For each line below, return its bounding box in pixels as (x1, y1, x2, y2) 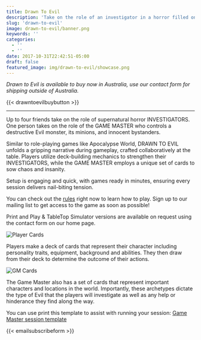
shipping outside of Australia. (6, 87, 79, 95)
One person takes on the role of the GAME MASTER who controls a (6, 122, 172, 129)
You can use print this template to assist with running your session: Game (6, 309, 187, 317)
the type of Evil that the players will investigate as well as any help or (6, 292, 176, 299)
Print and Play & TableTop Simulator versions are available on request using (6, 213, 192, 220)
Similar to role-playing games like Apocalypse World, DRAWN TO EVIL (6, 140, 179, 147)
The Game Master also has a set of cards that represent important (6, 279, 169, 286)
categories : (6, 37, 36, 42)
